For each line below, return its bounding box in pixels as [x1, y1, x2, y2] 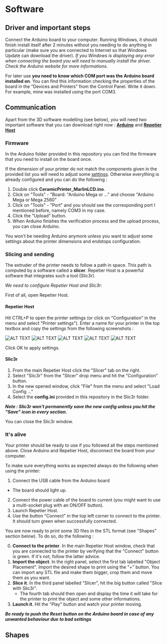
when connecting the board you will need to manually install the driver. [5, 58, 151, 63]
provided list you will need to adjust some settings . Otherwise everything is [5, 171, 160, 177]
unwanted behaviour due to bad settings [5, 616, 92, 623]
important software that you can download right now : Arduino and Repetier [5, 121, 162, 128]
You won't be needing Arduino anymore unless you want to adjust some [5, 233, 153, 239]
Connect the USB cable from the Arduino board [12, 478, 110, 484]
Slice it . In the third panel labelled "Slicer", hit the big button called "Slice [12, 580, 162, 586]
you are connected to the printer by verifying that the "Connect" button [12, 548, 159, 554]
